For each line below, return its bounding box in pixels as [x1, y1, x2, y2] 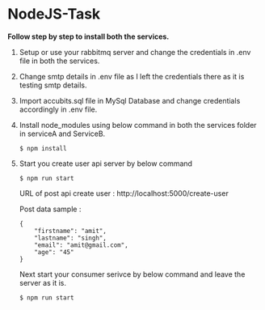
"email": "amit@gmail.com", [34, 240, 128, 249]
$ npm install [19, 144, 67, 152]
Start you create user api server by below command [19, 159, 193, 168]
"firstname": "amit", [34, 227, 107, 235]
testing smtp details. [19, 80, 87, 90]
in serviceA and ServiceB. [19, 129, 106, 138]
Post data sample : [19, 204, 82, 214]
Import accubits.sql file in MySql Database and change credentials [19, 96, 241, 105]
